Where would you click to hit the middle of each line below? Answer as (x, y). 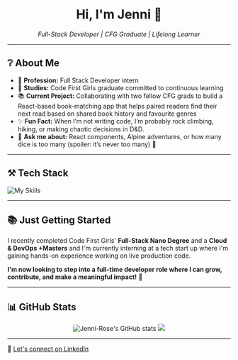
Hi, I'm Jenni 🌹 (119, 15)
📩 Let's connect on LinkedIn (48, 349)
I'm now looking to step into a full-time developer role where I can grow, (115, 270)
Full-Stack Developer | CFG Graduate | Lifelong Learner (119, 34)
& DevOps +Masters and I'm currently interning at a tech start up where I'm (118, 249)
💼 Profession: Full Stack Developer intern (78, 80)
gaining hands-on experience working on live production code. (99, 256)
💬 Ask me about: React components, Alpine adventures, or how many (119, 136)
